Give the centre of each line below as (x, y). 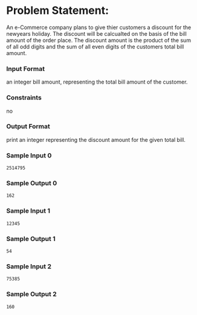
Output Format (28, 127)
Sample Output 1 (31, 239)
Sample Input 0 (29, 155)
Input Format (26, 68)
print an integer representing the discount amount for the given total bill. (96, 139)
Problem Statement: (58, 11)
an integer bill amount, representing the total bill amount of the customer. (97, 82)
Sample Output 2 (31, 294)
